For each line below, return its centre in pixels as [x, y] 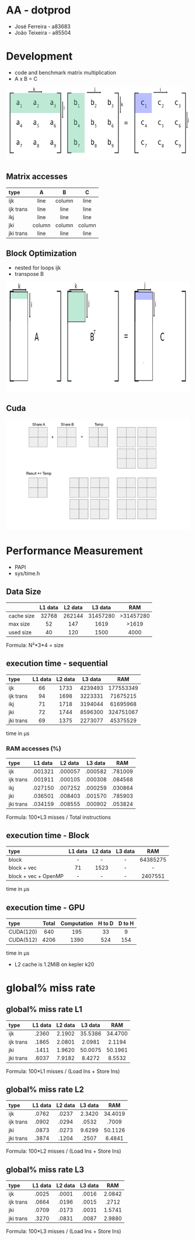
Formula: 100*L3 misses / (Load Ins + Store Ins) [64, 1231]
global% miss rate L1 [44, 1010]
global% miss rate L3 [45, 1169]
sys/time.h [27, 573]
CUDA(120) [23, 931]
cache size [22, 616]
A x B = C [26, 78]
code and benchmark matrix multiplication [65, 72]
